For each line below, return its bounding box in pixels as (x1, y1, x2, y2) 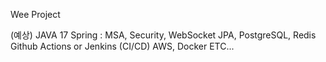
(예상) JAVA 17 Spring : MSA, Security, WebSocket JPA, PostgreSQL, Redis (10, 29, 317, 41)
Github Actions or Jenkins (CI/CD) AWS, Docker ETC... (10, 40, 235, 52)
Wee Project (10, 9, 61, 20)
